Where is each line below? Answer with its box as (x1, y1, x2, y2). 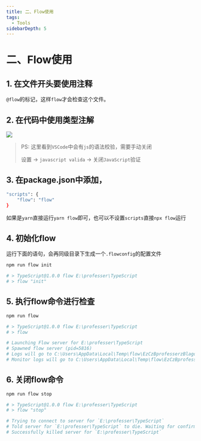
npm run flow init (6, 262, 52, 268)
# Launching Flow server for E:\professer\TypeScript (6, 340, 144, 346)
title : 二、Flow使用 (6, 8, 54, 15)
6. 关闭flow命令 (6, 375, 64, 385)
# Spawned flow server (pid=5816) (6, 345, 93, 352)
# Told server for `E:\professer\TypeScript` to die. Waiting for (6, 424, 175, 430)
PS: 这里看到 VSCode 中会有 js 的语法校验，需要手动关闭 (20, 143, 152, 150)
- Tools (11, 20, 31, 26)
